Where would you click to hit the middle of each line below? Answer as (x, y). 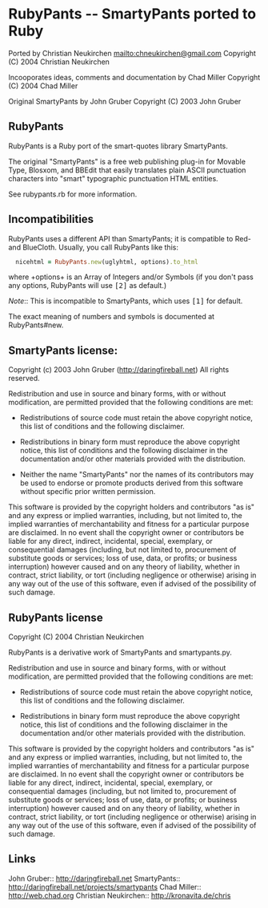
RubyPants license (56, 617)
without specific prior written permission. (88, 492)
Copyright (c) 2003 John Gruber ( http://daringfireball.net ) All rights (119, 370)
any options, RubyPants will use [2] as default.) (87, 286)
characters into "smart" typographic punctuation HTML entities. (113, 178)
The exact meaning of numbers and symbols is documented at (111, 317)
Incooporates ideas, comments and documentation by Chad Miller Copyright (134, 77)
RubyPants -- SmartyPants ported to (132, 14)
